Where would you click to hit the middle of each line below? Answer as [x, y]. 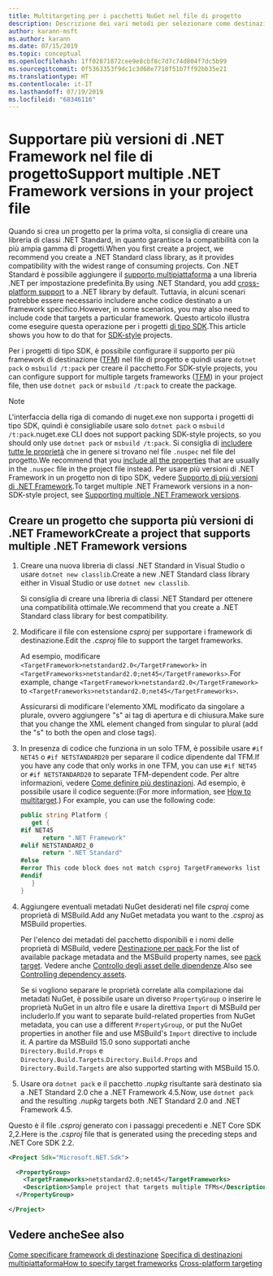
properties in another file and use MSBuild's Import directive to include [139, 1033]
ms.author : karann [39, 39]
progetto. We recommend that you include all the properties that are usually [134, 460]
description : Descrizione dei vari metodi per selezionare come [119, 24]
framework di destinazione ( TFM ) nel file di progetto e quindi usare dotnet [132, 360]
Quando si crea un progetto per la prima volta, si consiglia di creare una [128, 231]
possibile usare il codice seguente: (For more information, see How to [136, 791]
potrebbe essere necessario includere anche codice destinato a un [121, 300]
